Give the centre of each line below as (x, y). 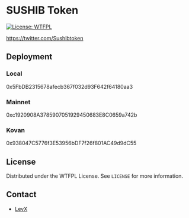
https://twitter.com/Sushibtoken (45, 38)
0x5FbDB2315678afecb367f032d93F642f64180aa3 (70, 86)
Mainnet (18, 102)
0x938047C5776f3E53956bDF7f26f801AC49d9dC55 (71, 143)
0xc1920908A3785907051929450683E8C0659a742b (72, 115)
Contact (21, 195)
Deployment (29, 57)
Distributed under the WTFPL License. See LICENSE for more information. (95, 176)
